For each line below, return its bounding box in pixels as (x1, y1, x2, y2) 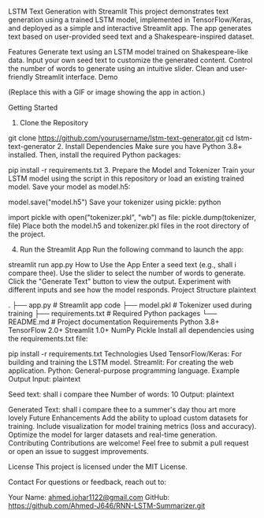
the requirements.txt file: (8, 334, 88, 343)
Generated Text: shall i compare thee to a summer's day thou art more (8, 405, 236, 414)
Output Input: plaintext (8, 375, 81, 383)
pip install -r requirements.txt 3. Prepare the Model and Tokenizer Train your (8, 166, 255, 174)
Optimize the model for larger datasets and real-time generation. (8, 430, 218, 439)
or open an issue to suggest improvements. (8, 447, 149, 456)
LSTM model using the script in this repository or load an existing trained (8, 173, 244, 183)
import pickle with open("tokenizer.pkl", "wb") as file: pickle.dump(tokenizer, (8, 213, 256, 222)
